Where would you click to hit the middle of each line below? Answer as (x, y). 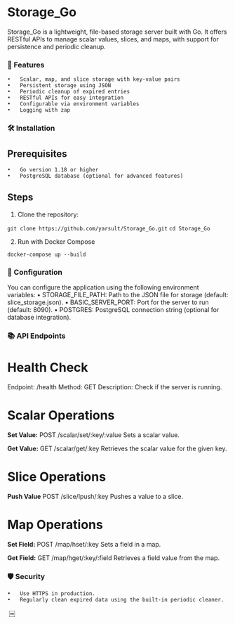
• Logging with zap (39, 110)
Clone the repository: (48, 214)
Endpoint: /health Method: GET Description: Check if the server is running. (115, 386)
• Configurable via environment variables (73, 104)
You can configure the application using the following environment (103, 287)
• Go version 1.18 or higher (53, 169)
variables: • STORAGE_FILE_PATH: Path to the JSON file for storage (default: (118, 295)
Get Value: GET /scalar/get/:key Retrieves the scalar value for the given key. (117, 448)
